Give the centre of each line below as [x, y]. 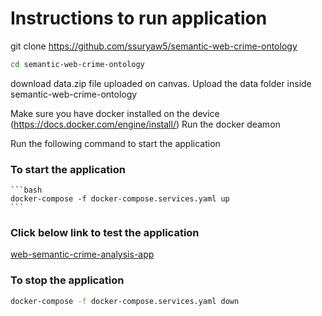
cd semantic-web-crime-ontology [77, 64]
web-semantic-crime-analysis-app [82, 254]
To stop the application [67, 280]
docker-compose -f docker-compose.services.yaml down [125, 301]
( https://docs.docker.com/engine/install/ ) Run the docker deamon [145, 124]
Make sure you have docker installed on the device [115, 113]
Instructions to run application [139, 18]
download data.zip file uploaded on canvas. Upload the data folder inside [161, 83]
